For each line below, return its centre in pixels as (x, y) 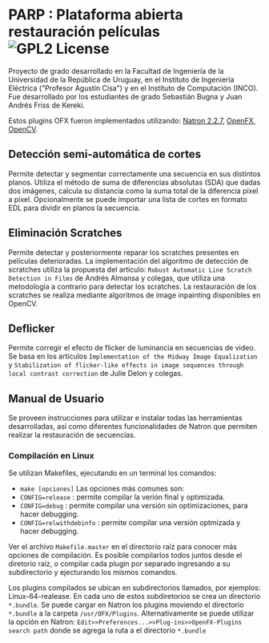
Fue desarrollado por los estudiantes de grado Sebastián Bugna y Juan (125, 96)
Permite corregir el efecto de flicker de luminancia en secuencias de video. (132, 348)
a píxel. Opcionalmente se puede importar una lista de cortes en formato (128, 199)
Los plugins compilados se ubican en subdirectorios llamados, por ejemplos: (134, 588)
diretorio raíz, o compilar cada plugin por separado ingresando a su (119, 564)
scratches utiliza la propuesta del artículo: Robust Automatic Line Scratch (130, 269)
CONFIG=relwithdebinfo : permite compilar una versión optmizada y (130, 523)
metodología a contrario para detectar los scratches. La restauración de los (132, 286)
